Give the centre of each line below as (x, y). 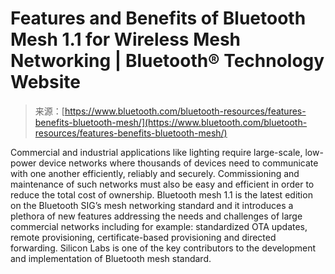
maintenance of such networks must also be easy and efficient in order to (162, 184)
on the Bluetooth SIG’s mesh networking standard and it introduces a (152, 205)
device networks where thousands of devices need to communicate (178, 163)
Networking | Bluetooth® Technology (167, 61)
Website (45, 82)
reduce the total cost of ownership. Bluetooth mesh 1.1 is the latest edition (161, 194)
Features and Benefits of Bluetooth (158, 18)
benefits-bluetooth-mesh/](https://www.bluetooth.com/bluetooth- (171, 122)
